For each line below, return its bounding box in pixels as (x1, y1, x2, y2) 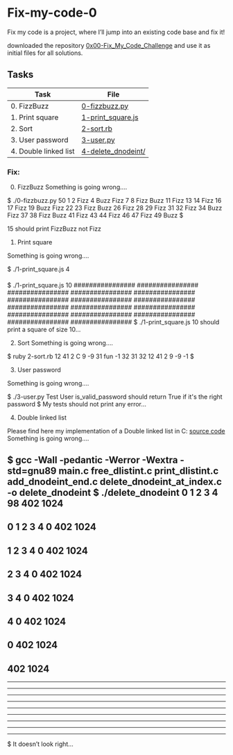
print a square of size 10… (7, 325, 81, 333)
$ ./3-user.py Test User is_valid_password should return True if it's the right (7, 392, 223, 401)
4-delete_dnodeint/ (81, 146, 146, 156)
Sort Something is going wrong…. (17, 338, 113, 347)
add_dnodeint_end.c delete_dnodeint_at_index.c (7, 476, 222, 488)
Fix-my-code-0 (7, 5, 97, 21)
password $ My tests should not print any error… (7, 399, 147, 408)
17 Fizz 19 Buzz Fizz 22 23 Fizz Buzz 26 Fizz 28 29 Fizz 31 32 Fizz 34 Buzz (7, 204, 223, 213)
